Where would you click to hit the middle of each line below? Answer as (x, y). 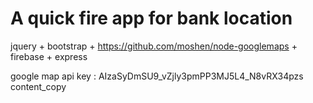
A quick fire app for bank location (151, 18)
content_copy (38, 86)
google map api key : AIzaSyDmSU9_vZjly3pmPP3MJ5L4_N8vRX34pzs (157, 76)
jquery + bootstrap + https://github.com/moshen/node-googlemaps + (154, 46)
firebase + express (49, 56)
